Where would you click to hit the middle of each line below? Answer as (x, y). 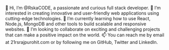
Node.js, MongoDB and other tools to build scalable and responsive (76, 24)
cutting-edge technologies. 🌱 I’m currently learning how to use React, (78, 18)
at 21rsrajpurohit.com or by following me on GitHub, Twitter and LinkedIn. (82, 42)
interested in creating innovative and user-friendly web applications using (82, 13)
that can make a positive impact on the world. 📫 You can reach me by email (85, 35)
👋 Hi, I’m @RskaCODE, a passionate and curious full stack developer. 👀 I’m (83, 8)
